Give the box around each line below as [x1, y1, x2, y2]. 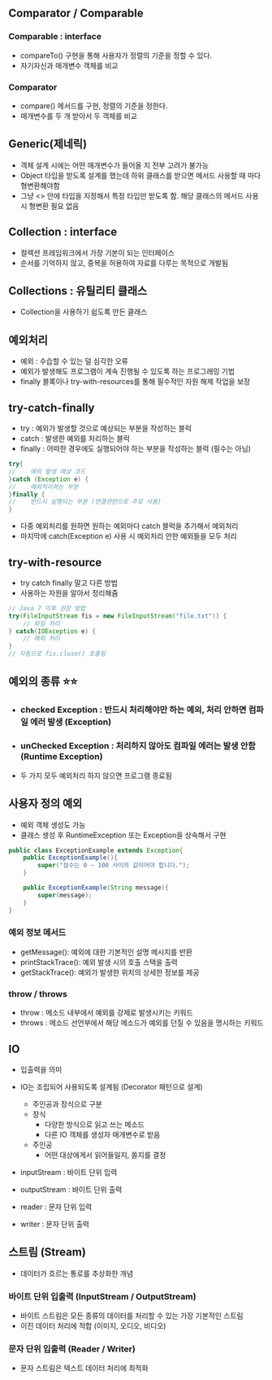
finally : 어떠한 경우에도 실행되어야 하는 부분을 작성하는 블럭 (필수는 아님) [19, 443, 252, 454]
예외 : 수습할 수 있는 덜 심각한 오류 [19, 356, 128, 366]
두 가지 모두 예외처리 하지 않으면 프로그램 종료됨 [19, 771, 172, 780]
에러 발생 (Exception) [29, 716, 112, 727]
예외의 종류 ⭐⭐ [8, 675, 79, 688]
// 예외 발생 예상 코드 [8, 467, 86, 475]
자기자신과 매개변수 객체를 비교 [19, 60, 119, 70]
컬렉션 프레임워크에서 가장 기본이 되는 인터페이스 [19, 247, 175, 257]
